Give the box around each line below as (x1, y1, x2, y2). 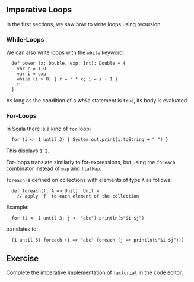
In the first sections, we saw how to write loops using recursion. (6, 20, 162, 27)
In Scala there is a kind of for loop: (6, 125, 91, 133)
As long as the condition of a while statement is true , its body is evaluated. (6, 97, 189, 104)
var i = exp (17, 71, 46, 77)
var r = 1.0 (17, 65, 46, 72)
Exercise (6, 253, 39, 264)
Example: (6, 203, 29, 211)
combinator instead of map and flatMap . (6, 165, 102, 172)
